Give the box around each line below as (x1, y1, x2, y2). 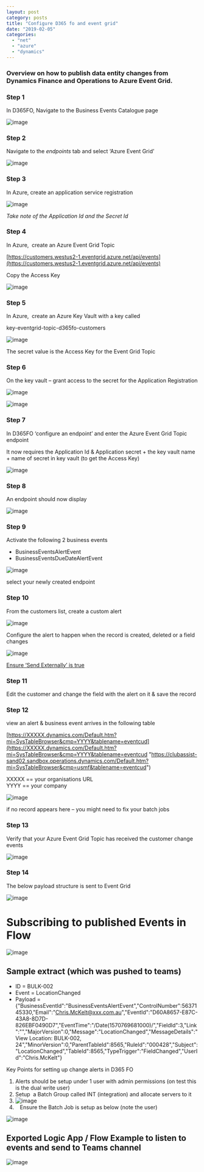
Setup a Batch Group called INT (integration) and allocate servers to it (15, 1090, 192, 1098)
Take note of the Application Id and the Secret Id (6, 212, 128, 220)
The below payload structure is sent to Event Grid (6, 882, 131, 889)
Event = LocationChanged (15, 989, 81, 996)
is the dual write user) (15, 1084, 70, 1091)
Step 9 (6, 523, 26, 531)
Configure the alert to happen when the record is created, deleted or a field (6, 631, 195, 638)
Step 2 (6, 134, 26, 142)
